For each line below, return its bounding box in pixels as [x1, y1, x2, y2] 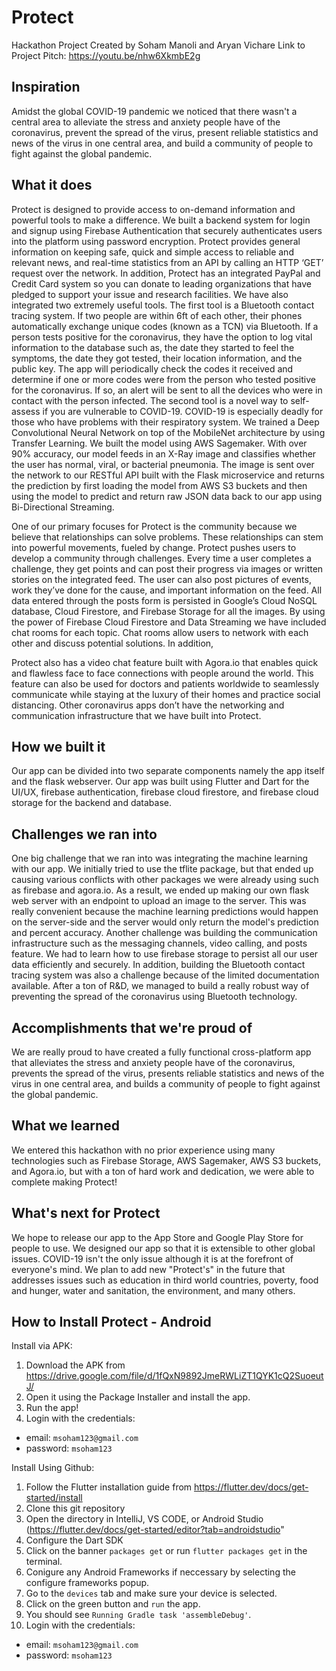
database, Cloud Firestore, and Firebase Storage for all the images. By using [11, 605, 326, 617]
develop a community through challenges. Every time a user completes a [11, 552, 312, 564]
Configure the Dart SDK [25, 1534, 124, 1546]
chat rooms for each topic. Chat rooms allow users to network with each [11, 626, 309, 638]
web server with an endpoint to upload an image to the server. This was [11, 895, 307, 907]
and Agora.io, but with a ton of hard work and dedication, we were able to [11, 1165, 315, 1177]
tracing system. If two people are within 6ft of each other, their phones [11, 309, 303, 321]
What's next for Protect [11, 1205, 161, 1222]
